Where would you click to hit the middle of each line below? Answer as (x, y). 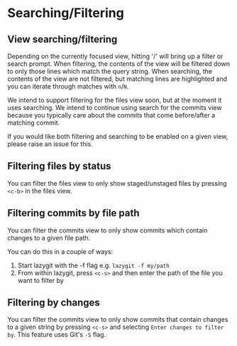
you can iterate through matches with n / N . (68, 86)
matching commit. (34, 123)
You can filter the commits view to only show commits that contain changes (118, 320)
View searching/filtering (62, 39)
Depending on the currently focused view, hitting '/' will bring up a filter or (115, 56)
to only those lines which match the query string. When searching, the (110, 71)
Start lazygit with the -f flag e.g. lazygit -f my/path (94, 265)
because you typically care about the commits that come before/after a (111, 115)
